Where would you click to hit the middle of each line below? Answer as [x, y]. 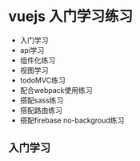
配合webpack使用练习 [56, 90]
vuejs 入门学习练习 [71, 16]
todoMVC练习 [42, 80]
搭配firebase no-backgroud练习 [72, 120]
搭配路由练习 [41, 110]
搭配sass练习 [42, 100]
